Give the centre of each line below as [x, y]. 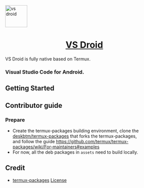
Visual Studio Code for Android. [45, 72]
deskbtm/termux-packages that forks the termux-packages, [75, 136]
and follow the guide [34, 141]
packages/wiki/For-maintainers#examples [56, 147]
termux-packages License [39, 180]
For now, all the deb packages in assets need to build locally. [75, 152]
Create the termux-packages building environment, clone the [76, 131]
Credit [15, 168]
